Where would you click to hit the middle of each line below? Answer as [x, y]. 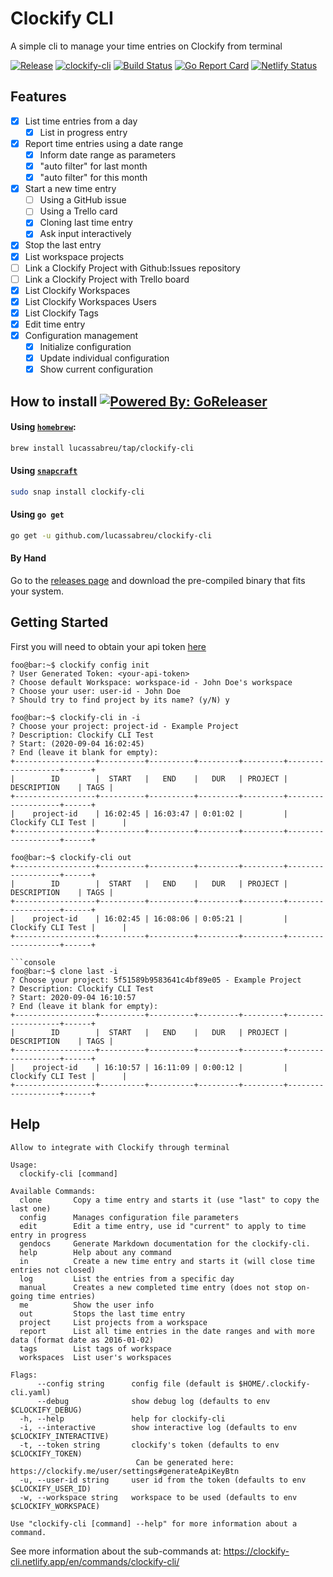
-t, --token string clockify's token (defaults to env [149, 1445]
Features [38, 97]
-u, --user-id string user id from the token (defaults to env [163, 1480]
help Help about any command [95, 1252]
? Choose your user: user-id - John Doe [96, 691]
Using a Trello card [78, 211]
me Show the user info [87, 1305]
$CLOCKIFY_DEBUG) [46, 1410]
